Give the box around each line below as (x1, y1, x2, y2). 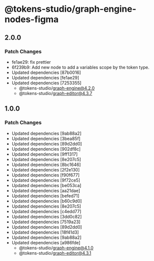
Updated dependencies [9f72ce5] (11, 177, 80, 183)
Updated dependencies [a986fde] (11, 239, 81, 245)
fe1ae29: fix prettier (11, 59, 51, 65)
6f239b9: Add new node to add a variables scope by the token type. (11, 64, 150, 70)
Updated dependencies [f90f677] (11, 172, 80, 178)
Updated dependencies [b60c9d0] (11, 198, 82, 204)
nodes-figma (4, 14, 59, 25)
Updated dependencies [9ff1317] (11, 151, 78, 157)
